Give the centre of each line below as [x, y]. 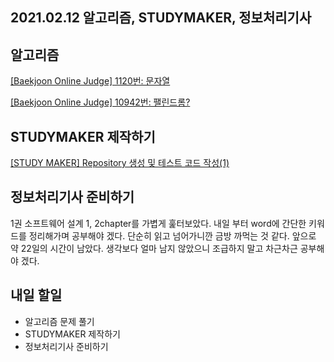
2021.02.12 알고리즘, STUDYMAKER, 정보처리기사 [161, 18]
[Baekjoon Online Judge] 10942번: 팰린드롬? [100, 102]
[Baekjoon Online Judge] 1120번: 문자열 [90, 81]
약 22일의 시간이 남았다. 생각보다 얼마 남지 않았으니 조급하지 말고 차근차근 [154, 248]
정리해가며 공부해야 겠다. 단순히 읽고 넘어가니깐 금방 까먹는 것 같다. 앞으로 [172, 235]
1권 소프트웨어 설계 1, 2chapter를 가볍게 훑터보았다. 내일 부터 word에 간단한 [158, 223]
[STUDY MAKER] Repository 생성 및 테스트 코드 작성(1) [120, 163]
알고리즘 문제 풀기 [59, 321]
